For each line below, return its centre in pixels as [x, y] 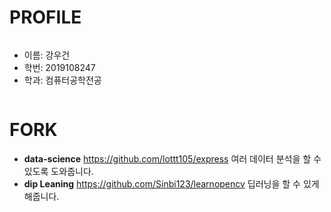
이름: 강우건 [47, 55]
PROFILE [45, 17]
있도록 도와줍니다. [58, 171]
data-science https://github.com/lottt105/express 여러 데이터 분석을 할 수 [172, 158]
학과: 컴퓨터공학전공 [62, 80]
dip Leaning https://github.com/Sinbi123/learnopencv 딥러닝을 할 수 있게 [171, 183]
